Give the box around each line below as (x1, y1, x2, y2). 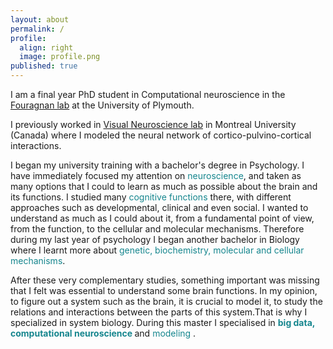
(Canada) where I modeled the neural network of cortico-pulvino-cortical (10, 129, 312, 141)
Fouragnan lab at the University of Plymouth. (10, 99, 195, 111)
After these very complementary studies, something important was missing (10, 274, 320, 286)
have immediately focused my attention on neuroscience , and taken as (10, 170, 302, 181)
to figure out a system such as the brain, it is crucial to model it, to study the (10, 296, 323, 307)
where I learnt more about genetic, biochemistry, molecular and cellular (10, 244, 305, 256)
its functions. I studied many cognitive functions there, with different (10, 191, 292, 203)
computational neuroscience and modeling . (10, 327, 197, 339)
